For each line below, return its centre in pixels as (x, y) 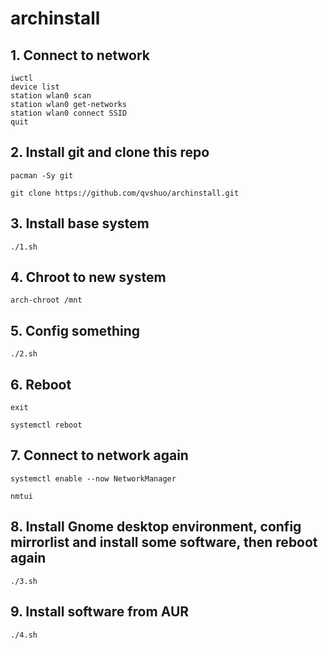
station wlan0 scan (51, 96)
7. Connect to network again (99, 455)
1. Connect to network (80, 55)
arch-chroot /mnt (46, 300)
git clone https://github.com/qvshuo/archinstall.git (125, 193)
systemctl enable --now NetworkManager (93, 478)
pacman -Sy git (42, 175)
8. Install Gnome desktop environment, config (156, 527)
